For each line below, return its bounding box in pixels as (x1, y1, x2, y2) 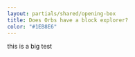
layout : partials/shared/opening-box (7, 10, 116, 17)
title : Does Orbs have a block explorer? (7, 17, 129, 24)
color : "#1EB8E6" (7, 23, 57, 30)
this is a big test (7, 42, 53, 51)
